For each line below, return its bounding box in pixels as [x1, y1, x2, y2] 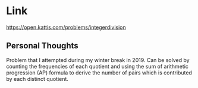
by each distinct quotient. [6, 75, 68, 82]
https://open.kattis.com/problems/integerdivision [6, 24, 126, 31]
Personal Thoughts [6, 41, 78, 51]
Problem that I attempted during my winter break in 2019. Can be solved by [6, 56, 190, 63]
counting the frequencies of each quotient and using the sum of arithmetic [6, 63, 189, 70]
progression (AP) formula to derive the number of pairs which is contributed [6, 69, 192, 76]
